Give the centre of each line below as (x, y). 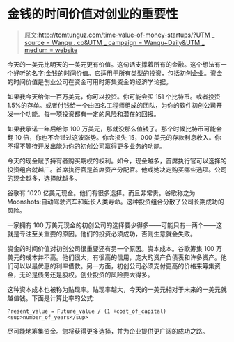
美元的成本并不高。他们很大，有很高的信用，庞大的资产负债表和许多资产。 (114, 257)
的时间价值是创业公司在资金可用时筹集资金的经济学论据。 (89, 81)
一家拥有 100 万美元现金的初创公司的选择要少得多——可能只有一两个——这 (115, 225)
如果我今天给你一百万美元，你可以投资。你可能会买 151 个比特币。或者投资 (114, 96)
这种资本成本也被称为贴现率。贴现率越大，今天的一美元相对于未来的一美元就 (117, 289)
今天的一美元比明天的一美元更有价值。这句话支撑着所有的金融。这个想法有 (114, 64)
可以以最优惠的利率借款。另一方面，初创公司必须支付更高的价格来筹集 (114, 266)
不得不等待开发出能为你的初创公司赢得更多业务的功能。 (86, 146)
